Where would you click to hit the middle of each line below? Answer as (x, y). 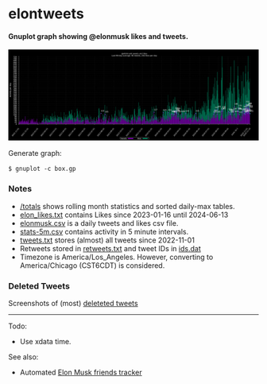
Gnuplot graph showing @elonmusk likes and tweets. (99, 36)
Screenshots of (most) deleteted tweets (73, 304)
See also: (23, 357)
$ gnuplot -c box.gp (43, 169)
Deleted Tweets (39, 285)
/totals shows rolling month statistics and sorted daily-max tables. (128, 206)
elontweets (46, 14)
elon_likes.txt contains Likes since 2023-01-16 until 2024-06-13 (124, 215)
